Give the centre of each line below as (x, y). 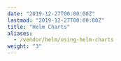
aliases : (20, 33)
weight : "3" (24, 46)
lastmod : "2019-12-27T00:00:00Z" (56, 20)
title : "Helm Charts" (39, 27)
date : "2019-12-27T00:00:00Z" (51, 14)
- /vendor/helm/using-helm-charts (64, 40)
